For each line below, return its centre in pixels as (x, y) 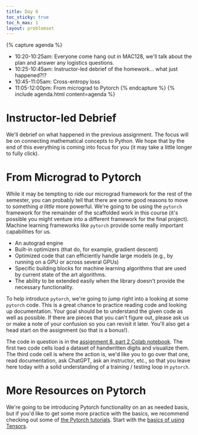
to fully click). (23, 153)
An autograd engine (39, 243)
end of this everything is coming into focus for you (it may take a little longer (99, 147)
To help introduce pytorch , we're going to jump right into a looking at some (97, 299)
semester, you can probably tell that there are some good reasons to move (97, 200)
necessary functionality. (44, 287)
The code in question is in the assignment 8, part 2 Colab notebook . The (94, 342)
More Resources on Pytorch (76, 391)
